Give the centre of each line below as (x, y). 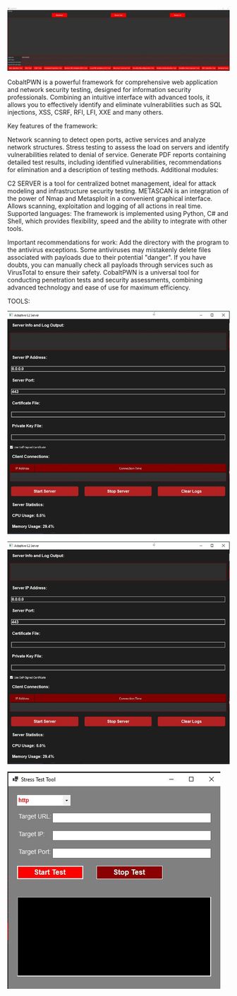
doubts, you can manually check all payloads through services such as (110, 265)
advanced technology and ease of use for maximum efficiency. (99, 287)
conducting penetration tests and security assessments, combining (105, 280)
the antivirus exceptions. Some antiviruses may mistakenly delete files (109, 250)
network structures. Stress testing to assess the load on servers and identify (118, 147)
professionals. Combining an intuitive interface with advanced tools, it (109, 97)
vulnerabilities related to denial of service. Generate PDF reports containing (117, 155)
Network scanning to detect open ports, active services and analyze (107, 140)
